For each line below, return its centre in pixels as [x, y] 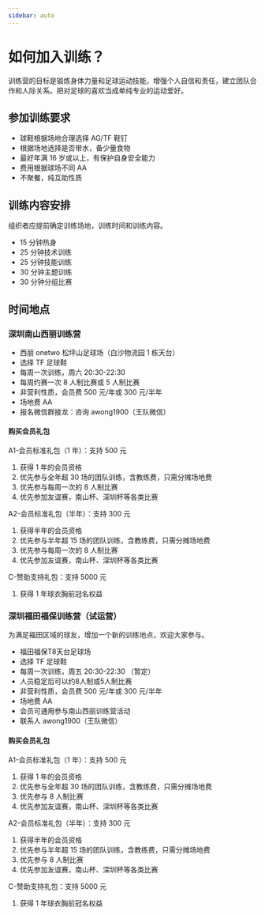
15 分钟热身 [38, 243]
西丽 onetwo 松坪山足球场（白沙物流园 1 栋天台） [99, 352]
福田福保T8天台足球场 [55, 652]
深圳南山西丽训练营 [45, 334]
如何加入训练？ [57, 57]
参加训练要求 [39, 117]
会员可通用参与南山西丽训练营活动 [75, 711]
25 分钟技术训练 [46, 252]
